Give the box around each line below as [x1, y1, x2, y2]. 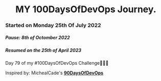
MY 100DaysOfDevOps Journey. [15, 4, 157, 15]
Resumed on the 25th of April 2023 [5, 47, 82, 53]
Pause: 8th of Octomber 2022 [5, 34, 70, 40]
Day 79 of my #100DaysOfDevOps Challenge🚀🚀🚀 [5, 60, 109, 66]
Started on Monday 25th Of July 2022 [5, 22, 101, 29]
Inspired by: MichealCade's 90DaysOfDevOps [5, 70, 104, 76]
